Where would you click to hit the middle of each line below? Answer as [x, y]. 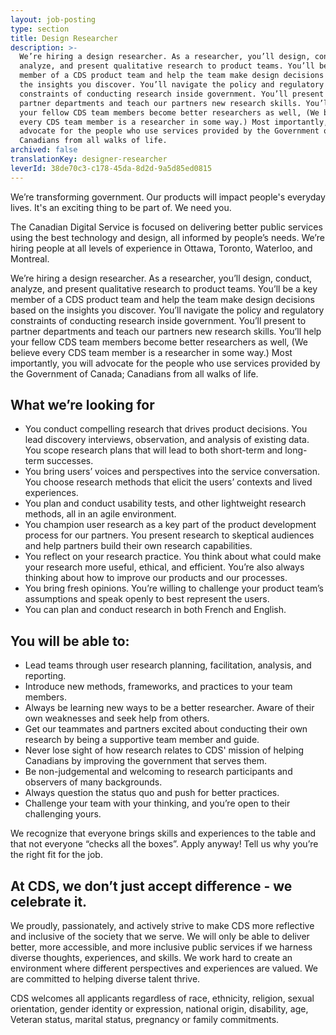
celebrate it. [49, 901]
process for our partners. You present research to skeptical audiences [169, 535]
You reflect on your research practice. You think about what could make [173, 557]
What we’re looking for [82, 405]
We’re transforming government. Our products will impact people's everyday [168, 197]
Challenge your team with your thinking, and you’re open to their [157, 803]
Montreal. [30, 258]
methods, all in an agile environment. [100, 514]
